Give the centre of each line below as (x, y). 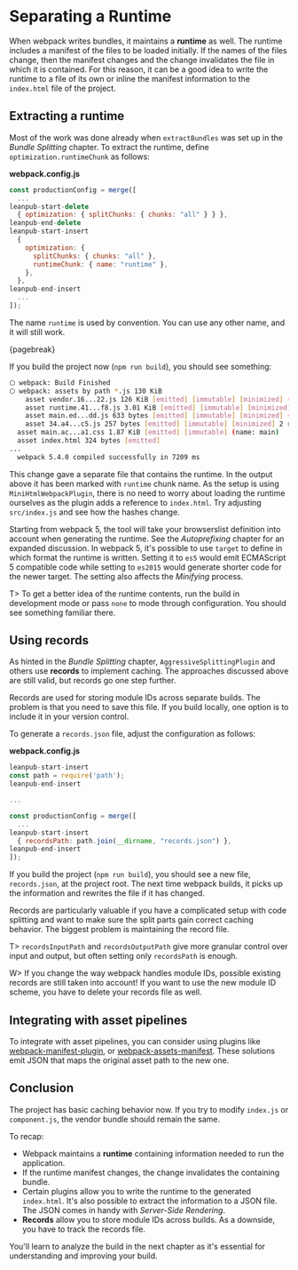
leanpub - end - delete (45, 223)
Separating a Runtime (90, 16)
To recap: (27, 1136)
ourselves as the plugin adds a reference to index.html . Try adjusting (135, 502)
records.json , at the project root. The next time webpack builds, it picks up (146, 884)
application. (43, 1162)
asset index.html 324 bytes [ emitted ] (89, 441)
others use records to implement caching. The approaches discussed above (149, 671)
